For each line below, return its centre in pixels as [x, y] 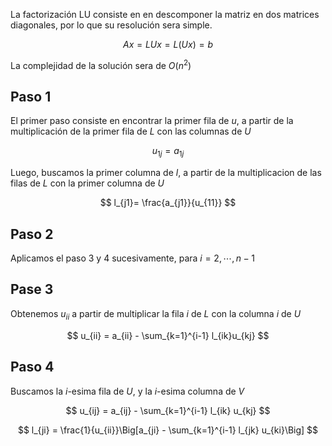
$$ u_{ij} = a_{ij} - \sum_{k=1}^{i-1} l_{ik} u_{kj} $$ [168, 410]
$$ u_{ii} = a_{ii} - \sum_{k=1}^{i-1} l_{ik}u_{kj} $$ [168, 335]
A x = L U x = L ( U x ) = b [167, 44]
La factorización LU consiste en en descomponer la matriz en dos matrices [165, 14]
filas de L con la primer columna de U [87, 183]
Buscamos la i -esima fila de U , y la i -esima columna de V [127, 391]
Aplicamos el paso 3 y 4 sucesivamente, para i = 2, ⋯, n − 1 [132, 258]
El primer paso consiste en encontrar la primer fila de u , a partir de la [152, 121]
